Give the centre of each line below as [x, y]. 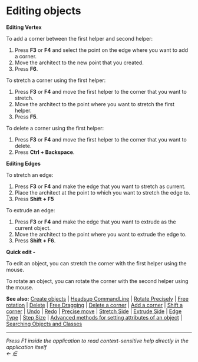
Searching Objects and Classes [44, 324]
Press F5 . [26, 117]
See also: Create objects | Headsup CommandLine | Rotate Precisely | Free [97, 298]
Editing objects [44, 11]
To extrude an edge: [31, 210]
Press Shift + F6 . [35, 241]
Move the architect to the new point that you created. [79, 62]
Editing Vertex [24, 27]
